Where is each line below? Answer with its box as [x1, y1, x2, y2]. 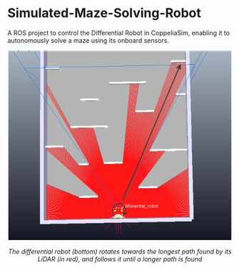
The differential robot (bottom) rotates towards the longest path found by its [8, 247, 232, 256]
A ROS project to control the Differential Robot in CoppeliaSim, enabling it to [7, 28, 230, 37]
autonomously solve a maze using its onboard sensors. [7, 36, 170, 44]
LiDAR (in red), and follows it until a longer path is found [37, 255, 203, 264]
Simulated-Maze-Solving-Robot [7, 5, 202, 21]
